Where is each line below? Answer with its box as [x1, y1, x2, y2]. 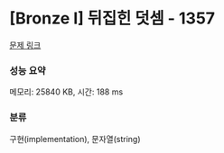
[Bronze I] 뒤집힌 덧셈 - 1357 [9, 8, 215, 29]
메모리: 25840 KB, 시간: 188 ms [9, 86, 124, 97]
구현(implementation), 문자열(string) [9, 133, 142, 144]
